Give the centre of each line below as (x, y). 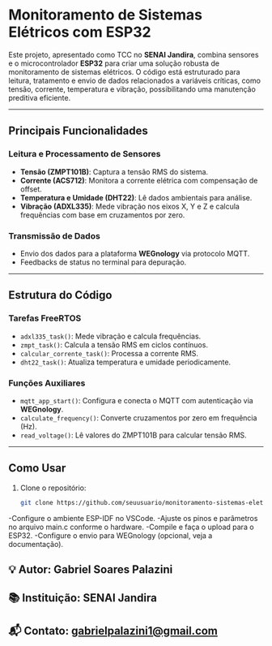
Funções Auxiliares (47, 383)
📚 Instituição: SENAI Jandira (83, 598)
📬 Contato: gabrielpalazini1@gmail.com (113, 631)
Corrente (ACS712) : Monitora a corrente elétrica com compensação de (139, 180)
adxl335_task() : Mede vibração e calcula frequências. (110, 336)
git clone (37, 502)
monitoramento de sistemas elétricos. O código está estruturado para (124, 71)
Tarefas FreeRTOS (45, 318)
